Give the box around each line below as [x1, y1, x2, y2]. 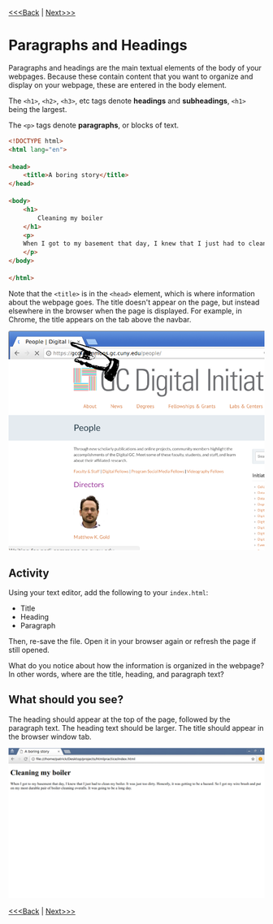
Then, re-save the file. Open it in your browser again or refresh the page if [8, 637, 257, 646]
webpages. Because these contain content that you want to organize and [8, 71, 253, 81]
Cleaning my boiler [37, 214, 104, 222]
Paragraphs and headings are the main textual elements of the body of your [8, 63, 262, 72]
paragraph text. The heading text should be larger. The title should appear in [8, 723, 264, 732]
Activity [8, 566, 50, 580]
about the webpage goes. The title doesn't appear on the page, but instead [8, 297, 260, 307]
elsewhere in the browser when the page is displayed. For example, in [8, 305, 242, 316]
